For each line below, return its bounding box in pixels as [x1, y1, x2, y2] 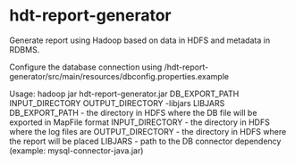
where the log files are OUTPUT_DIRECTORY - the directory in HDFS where [9, 126, 287, 136]
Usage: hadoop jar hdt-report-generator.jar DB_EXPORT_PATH [9, 88, 240, 99]
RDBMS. [9, 44, 40, 54]
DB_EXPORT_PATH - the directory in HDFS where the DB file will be [9, 107, 257, 118]
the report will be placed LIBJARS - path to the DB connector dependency [9, 136, 282, 146]
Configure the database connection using [9, 62, 163, 72]
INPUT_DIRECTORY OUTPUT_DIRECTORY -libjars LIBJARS [9, 97, 225, 108]
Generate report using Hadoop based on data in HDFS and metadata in [9, 35, 271, 45]
